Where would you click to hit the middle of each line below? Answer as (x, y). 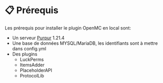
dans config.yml (29, 48)
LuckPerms (32, 59)
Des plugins (25, 54)
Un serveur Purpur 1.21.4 (38, 38)
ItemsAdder (32, 65)
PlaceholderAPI (36, 70)
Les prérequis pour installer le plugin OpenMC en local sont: (68, 28)
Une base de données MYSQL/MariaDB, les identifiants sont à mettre (85, 43)
